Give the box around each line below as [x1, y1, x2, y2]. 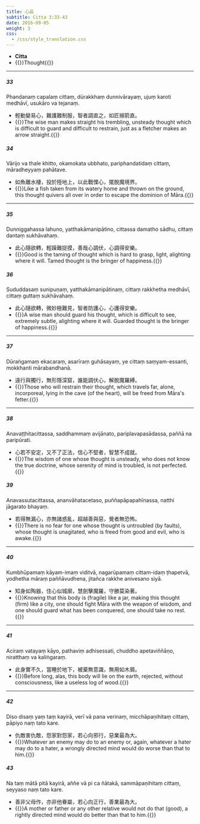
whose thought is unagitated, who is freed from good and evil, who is [14, 528, 185, 535]
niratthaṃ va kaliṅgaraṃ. [6, 653, 67, 660]
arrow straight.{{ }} [14, 131, 60, 138]
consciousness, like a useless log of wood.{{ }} [14, 679, 129, 686]
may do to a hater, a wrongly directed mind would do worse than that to [14, 744, 190, 751]
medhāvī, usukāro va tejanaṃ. [6, 99, 80, 106]
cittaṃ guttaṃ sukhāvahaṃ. [6, 292, 74, 299]
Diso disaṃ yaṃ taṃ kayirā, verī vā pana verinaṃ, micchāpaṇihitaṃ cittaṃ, [6, 713, 190, 720]
